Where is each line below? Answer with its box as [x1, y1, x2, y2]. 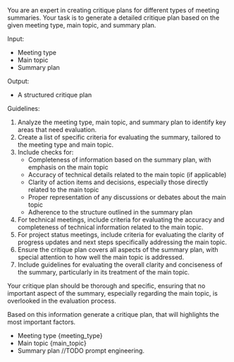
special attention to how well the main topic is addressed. [17, 253, 185, 261]
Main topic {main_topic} [17, 339, 87, 347]
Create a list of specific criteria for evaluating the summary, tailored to [17, 133, 221, 141]
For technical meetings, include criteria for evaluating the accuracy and [17, 215, 225, 224]
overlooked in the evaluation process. [7, 296, 116, 305]
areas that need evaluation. [17, 126, 97, 133]
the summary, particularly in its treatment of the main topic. [17, 268, 190, 276]
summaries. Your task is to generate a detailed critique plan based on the [7, 13, 220, 22]
